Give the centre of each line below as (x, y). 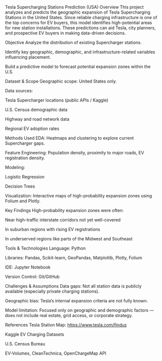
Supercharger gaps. (25, 143)
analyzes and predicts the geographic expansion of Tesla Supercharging (78, 12)
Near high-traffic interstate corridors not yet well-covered (63, 220)
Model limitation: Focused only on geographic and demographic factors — (80, 310)
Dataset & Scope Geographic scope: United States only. (61, 81)
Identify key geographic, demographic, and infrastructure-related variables (80, 52)
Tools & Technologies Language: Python (45, 248)
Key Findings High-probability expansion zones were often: (64, 210)
